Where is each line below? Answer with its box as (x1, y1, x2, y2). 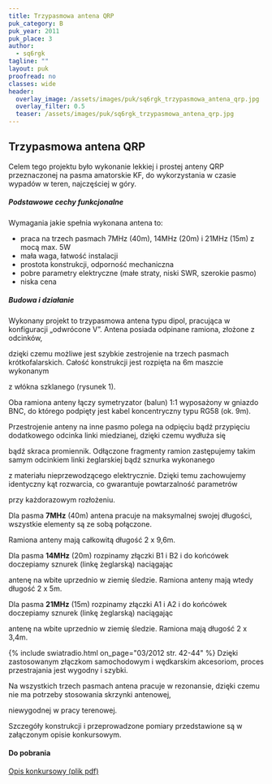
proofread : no (8, 72, 57, 80)
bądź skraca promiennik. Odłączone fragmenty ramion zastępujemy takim (8, 446, 256, 455)
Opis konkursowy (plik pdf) (8, 766, 99, 776)
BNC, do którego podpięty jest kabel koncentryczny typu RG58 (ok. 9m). (8, 406, 252, 416)
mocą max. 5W (19, 242, 71, 252)
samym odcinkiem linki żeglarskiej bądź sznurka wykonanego (8, 454, 215, 464)
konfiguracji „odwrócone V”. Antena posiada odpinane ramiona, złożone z (8, 324, 255, 334)
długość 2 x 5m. (8, 584, 63, 593)
